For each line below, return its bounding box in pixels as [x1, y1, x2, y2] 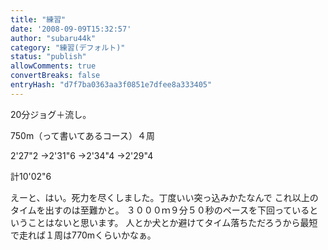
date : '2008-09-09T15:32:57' [10, 24, 132, 34]
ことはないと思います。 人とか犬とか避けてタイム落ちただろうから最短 [27, 216, 318, 228]
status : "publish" [10, 52, 87, 62]
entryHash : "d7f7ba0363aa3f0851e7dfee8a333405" [10, 80, 213, 90]
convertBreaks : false [10, 71, 101, 81]
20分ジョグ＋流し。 [10, 108, 92, 120]
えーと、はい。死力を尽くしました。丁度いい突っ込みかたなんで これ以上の [10, 191, 319, 203]
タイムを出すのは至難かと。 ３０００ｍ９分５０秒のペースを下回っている [10, 204, 310, 216]
